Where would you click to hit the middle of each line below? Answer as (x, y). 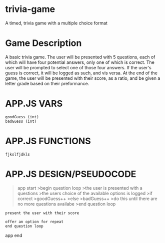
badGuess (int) (21, 121)
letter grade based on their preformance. (47, 83)
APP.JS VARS (34, 104)
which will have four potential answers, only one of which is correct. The (80, 62)
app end (14, 235)
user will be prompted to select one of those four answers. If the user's (78, 67)
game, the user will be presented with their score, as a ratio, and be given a (83, 78)
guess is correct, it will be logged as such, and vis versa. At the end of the (81, 73)
